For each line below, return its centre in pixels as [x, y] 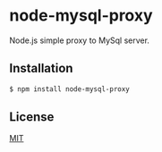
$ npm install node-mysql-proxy [69, 89]
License [32, 117]
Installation [41, 68]
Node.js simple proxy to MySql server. [80, 40]
